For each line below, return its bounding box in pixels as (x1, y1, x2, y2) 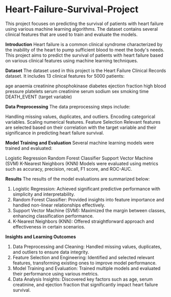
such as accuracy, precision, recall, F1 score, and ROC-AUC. (5, 166, 133, 172)
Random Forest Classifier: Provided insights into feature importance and (12, 196, 164, 202)
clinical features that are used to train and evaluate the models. (5, 31, 138, 37)
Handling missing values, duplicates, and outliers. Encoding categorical (5, 113, 156, 120)
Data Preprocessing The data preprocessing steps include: (5, 103, 131, 109)
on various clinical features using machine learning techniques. (5, 57, 138, 63)
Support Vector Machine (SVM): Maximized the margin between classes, (12, 207, 166, 213)
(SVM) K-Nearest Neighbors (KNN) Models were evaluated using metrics (5, 160, 159, 167)
